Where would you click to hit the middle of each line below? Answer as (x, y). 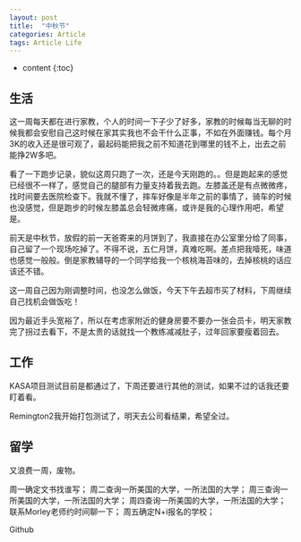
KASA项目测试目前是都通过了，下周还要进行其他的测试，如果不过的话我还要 (149, 385)
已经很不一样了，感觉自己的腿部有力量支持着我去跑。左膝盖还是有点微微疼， (150, 185)
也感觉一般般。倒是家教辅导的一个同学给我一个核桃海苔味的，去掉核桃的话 (146, 260)
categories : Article (48, 34)
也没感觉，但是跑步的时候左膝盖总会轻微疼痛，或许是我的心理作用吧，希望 (146, 207)
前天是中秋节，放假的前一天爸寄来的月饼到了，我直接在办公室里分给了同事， (150, 238)
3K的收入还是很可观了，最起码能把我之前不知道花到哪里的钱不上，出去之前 (148, 144)
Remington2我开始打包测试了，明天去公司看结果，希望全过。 (122, 416)
